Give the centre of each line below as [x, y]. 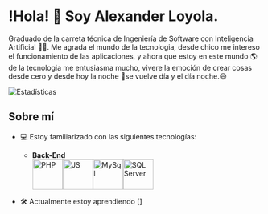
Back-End [49, 155]
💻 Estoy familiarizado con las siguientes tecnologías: [108, 136]
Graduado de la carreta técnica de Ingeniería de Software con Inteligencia [131, 38]
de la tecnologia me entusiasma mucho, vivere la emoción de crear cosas [130, 67]
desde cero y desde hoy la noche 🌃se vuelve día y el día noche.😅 [118, 76]
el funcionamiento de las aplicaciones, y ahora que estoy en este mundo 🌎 [133, 56]
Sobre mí [31, 117]
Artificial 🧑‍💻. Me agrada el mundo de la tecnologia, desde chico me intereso [134, 46]
